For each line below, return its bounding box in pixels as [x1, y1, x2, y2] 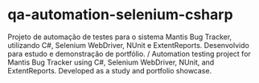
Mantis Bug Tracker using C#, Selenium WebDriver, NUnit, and [7, 57, 215, 67]
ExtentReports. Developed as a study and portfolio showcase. [7, 65, 212, 75]
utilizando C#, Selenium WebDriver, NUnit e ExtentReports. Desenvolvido [7, 40, 250, 49]
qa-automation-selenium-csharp [7, 6, 234, 24]
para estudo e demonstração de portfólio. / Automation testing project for [7, 49, 251, 58]
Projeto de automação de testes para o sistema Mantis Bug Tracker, [7, 32, 232, 41]
